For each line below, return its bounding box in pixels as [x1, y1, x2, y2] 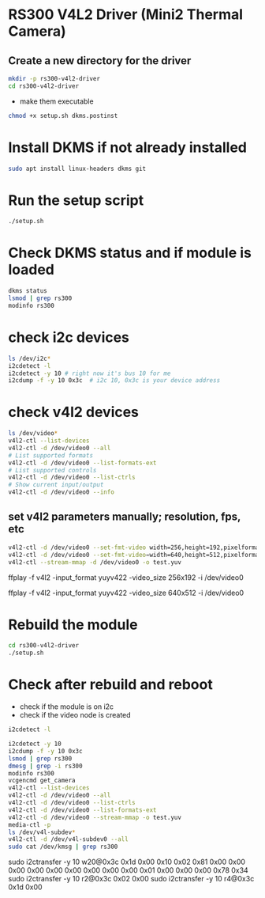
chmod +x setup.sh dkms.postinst [8, 112, 118, 119]
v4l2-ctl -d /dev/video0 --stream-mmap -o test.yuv [8, 813, 181, 821]
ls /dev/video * [8, 430, 58, 438]
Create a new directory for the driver [8, 54, 192, 67]
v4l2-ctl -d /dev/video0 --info [8, 488, 114, 496]
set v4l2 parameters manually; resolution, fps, [8, 510, 241, 524]
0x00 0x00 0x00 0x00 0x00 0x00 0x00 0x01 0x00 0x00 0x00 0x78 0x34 [8, 866, 248, 875]
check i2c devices [8, 328, 130, 346]
